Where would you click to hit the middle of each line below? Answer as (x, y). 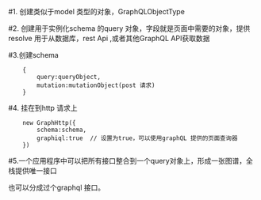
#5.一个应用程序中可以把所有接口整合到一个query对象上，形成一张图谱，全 (131, 161)
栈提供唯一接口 (33, 171)
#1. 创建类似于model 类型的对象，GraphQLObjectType (96, 11)
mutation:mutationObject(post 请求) (96, 85)
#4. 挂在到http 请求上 (43, 108)
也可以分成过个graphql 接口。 (57, 187)
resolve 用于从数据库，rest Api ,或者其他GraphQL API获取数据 (109, 38)
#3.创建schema (34, 55)
